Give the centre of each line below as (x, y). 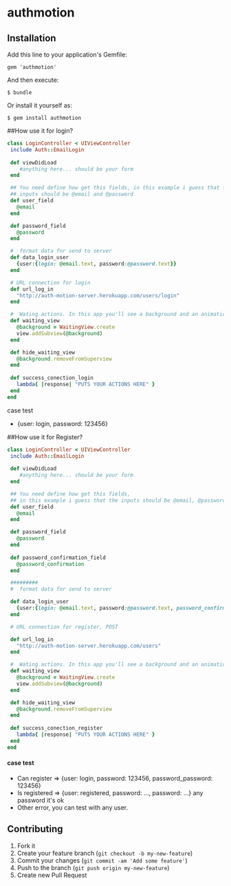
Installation (32, 38)
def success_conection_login (52, 378)
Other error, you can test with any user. (73, 808)
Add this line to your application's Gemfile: (67, 54)
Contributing (35, 829)
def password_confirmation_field (58, 558)
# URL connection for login (50, 283)
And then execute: (33, 80)
